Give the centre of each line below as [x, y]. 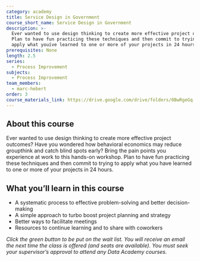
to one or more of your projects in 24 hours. [60, 170]
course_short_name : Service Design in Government [69, 23]
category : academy [29, 12]
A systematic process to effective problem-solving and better [90, 203]
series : [16, 61]
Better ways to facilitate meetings [56, 222]
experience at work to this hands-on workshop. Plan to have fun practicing [98, 157]
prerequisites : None [32, 50]
